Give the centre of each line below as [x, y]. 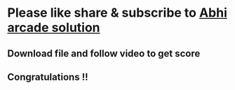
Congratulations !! [48, 77]
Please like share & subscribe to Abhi [117, 13]
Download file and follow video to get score [104, 53]
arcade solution [54, 28]
